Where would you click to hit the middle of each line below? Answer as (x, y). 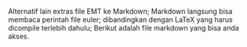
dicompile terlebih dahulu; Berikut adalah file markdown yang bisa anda (123, 28)
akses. (19, 36)
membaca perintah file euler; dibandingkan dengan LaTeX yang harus (120, 20)
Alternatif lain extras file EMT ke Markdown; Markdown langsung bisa (120, 11)
